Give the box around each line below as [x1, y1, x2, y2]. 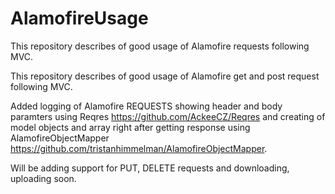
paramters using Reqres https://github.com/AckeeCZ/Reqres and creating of [10, 110, 326, 122]
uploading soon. [10, 172, 77, 184]
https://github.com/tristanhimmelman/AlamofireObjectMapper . [10, 142, 268, 154]
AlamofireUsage [10, 7, 149, 30]
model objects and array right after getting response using [10, 121, 251, 133]
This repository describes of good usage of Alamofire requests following [10, 40, 310, 52]
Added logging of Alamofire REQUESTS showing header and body [10, 100, 283, 112]
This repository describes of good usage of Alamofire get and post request [10, 70, 320, 82]
